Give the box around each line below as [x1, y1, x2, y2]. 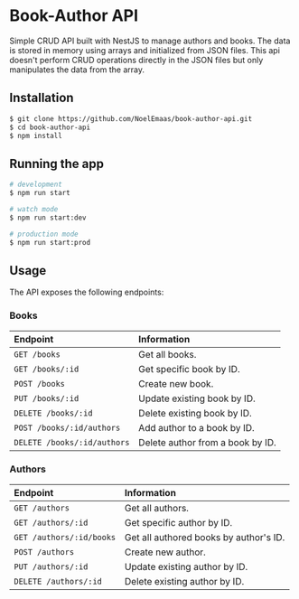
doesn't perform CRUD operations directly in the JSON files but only [9, 54, 264, 65]
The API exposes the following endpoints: [9, 286, 164, 298]
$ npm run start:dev [9, 213, 88, 222]
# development [9, 180, 63, 190]
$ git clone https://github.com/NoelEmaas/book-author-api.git [9, 114, 253, 123]
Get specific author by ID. [125, 516, 233, 529]
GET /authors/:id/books [14, 532, 117, 542]
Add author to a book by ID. [138, 421, 255, 434]
